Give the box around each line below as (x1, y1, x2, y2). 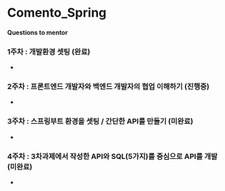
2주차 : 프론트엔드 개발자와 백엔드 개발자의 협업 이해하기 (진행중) (7, 82, 210, 91)
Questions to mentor (7, 28, 68, 36)
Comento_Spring (7, 5, 107, 21)
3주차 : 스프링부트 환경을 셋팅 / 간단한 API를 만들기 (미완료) (7, 117, 194, 126)
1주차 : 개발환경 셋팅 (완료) (7, 47, 90, 56)
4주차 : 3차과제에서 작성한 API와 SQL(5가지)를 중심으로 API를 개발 (7, 151, 218, 161)
